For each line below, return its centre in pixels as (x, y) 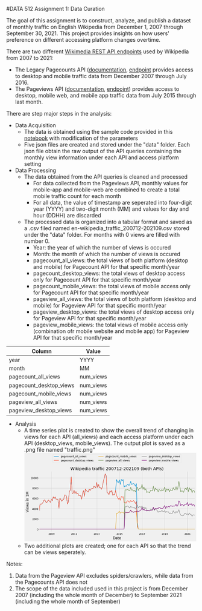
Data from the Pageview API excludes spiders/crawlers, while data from (104, 575)
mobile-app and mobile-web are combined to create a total (106, 190)
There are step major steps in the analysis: (59, 114)
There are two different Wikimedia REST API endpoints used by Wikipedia (98, 51)
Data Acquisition (35, 125)
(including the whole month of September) (68, 601)
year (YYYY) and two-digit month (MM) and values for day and (111, 209)
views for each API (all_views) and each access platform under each (109, 437)
